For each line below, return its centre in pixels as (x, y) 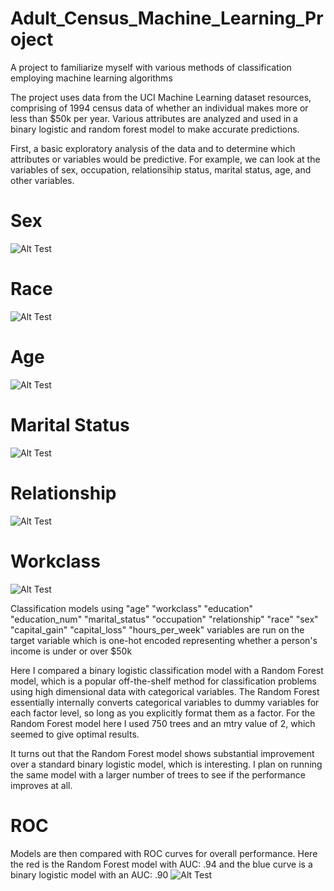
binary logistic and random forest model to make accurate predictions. (155, 129)
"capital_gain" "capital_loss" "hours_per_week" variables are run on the (157, 629)
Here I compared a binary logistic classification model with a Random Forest (167, 670)
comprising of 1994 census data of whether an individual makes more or (159, 108)
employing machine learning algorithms (91, 78)
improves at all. (41, 785)
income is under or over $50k (71, 651)
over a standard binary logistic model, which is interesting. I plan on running (166, 764)
